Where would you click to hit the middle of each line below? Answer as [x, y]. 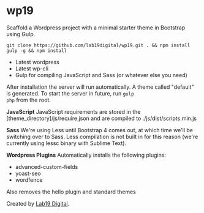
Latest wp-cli [32, 69]
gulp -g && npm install [37, 50]
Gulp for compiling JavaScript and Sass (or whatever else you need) [101, 75]
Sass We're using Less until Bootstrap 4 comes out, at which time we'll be [100, 130]
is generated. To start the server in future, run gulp [70, 93]
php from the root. [28, 100]
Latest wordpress [37, 62]
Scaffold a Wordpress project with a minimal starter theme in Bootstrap [96, 28]
